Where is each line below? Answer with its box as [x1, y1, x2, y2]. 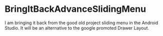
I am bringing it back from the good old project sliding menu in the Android [4, 20, 158, 26]
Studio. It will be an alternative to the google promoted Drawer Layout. [4, 25, 149, 31]
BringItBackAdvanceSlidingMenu [4, 3, 146, 15]
